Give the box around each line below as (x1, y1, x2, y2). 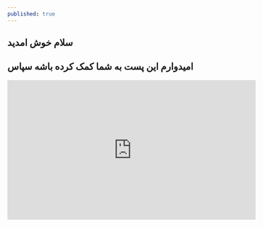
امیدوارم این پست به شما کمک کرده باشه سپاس (7, 61, 194, 73)
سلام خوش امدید (7, 37, 73, 49)
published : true (7, 10, 55, 18)
